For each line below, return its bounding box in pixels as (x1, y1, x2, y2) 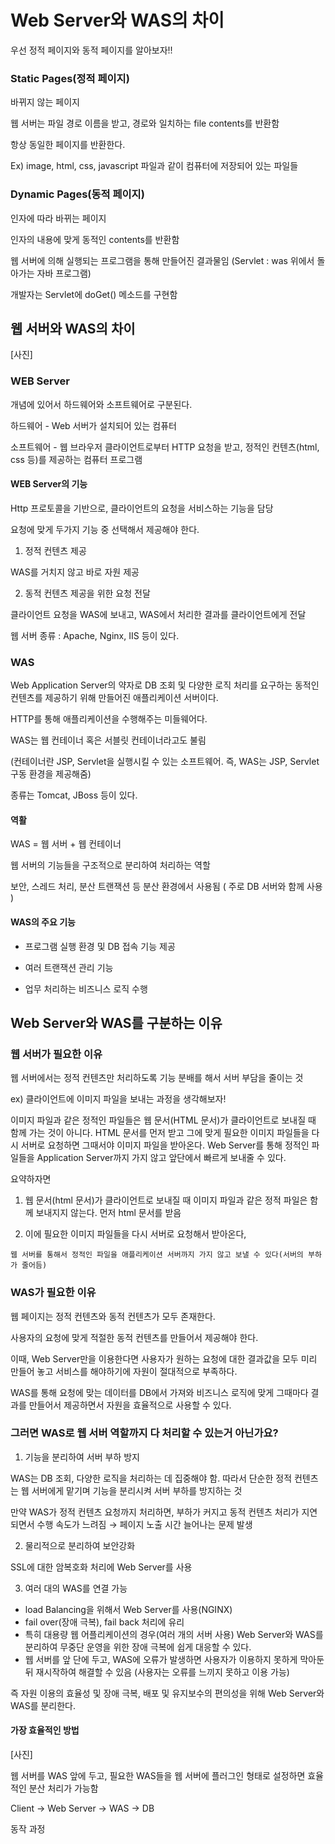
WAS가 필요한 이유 (10, 1286, 97, 1300)
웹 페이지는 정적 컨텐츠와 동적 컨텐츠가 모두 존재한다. (10, 1310, 216, 1322)
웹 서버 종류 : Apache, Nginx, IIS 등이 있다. (10, 629, 180, 641)
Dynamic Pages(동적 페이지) (10, 187, 145, 201)
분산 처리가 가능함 (28, 1782, 99, 1795)
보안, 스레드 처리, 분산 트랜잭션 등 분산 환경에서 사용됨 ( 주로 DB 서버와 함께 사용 (10, 881, 323, 893)
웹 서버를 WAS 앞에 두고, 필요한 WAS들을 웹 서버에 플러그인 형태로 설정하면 (10, 1770, 306, 1782)
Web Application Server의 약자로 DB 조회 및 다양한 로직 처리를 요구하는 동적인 (10, 679, 320, 691)
